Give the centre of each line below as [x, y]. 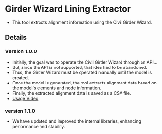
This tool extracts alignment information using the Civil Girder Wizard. [82, 22]
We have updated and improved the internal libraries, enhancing [77, 121]
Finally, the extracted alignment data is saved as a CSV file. [71, 93]
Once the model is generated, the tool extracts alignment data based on [84, 83]
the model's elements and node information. [57, 88]
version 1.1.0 [20, 111]
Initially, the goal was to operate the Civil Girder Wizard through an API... [85, 62]
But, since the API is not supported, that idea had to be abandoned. [80, 67]
